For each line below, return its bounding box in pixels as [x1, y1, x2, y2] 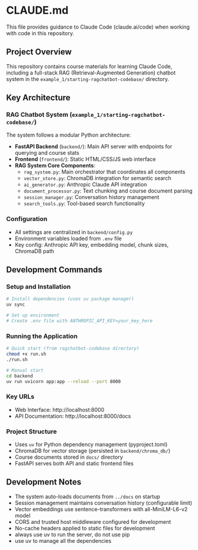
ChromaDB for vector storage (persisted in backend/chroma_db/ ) [14, 448, 171, 455]
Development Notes [6, 477, 81, 487]
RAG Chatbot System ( [6, 111, 73, 119]
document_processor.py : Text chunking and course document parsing [23, 187, 193, 194]
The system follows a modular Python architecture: [6, 132, 131, 139]
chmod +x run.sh [6, 351, 46, 358]
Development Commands [6, 265, 103, 275]
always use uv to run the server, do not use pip [14, 531, 130, 538]
